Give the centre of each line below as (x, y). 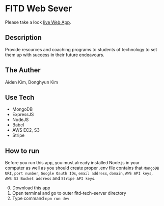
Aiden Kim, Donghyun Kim (32, 82)
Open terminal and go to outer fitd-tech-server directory (69, 193)
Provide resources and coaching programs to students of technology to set (81, 49)
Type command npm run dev (41, 198)
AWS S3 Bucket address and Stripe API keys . (50, 178)
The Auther (23, 70)
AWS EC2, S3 (26, 130)
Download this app (31, 188)
